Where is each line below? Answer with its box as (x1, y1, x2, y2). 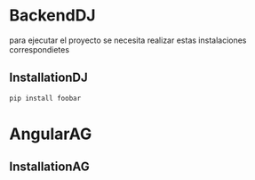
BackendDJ (9, 5, 96, 26)
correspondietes (9, 44, 69, 54)
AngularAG (9, 124, 92, 143)
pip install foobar (9, 94, 82, 102)
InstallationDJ (9, 70, 89, 86)
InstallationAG (9, 160, 91, 175)
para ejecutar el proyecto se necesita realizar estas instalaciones (9, 35, 247, 45)
